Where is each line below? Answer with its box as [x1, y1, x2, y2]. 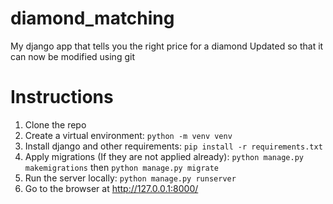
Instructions [10, 86, 114, 109]
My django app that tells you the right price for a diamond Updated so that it [10, 40, 324, 52]
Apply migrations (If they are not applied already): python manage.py [24, 150, 304, 162]
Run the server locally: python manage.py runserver [24, 172, 237, 184]
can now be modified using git [10, 50, 135, 62]
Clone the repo [24, 118, 87, 131]
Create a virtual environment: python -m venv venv [24, 129, 233, 141]
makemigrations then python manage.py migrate [24, 161, 220, 173]
